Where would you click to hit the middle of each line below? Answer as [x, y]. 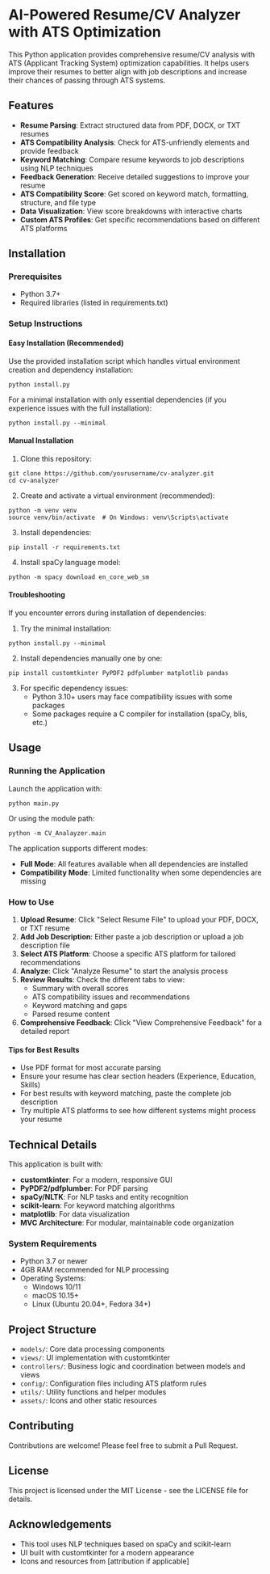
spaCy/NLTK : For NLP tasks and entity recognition [104, 1196]
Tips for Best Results [44, 1049]
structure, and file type [58, 202]
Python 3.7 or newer [54, 1261]
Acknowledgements [60, 1524]
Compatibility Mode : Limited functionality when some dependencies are [141, 872]
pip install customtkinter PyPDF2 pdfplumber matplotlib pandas [118, 673]
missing [33, 881]
